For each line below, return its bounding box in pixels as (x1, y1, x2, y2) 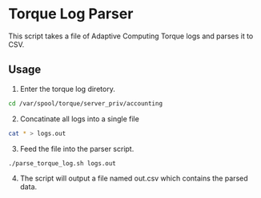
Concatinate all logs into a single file (19, 113, 140, 124)
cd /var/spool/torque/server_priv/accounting (8, 99, 163, 108)
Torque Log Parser (8, 5, 134, 23)
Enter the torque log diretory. (19, 84, 116, 93)
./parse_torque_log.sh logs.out (8, 159, 116, 168)
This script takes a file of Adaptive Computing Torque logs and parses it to (8, 31, 254, 41)
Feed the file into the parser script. (19, 144, 135, 153)
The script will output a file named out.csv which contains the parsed (19, 173, 248, 184)
